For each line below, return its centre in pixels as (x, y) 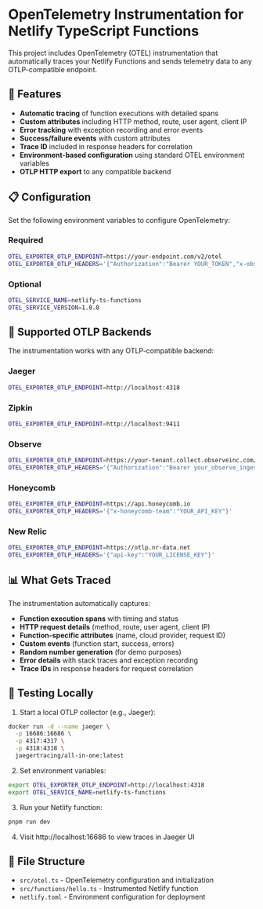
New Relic (27, 531)
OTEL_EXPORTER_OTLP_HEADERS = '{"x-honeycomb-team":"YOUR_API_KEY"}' (121, 512)
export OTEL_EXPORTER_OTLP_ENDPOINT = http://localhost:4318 (106, 785)
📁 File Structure (47, 861)
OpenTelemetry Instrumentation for (126, 15)
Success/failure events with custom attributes (95, 138)
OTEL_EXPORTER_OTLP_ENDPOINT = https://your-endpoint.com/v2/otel (115, 257)
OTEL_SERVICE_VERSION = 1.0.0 (54, 308)
